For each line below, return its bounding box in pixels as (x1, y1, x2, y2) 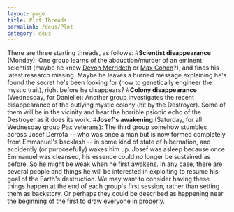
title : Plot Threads (7, 17, 68, 24)
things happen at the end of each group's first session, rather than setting (7, 182, 220, 190)
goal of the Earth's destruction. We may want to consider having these (7, 175, 210, 183)
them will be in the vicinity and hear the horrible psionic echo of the (7, 108, 201, 116)
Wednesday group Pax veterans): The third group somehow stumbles (7, 123, 207, 131)
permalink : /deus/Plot (7, 23, 73, 30)
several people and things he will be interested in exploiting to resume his (7, 167, 219, 176)
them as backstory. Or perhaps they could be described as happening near (7, 190, 224, 198)
